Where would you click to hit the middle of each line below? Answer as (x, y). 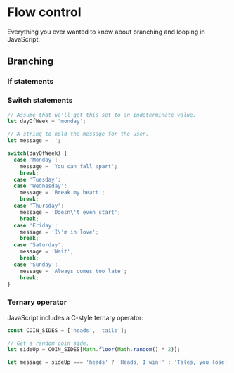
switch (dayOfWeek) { (38, 153)
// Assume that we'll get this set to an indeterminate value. (102, 115)
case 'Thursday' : (39, 206)
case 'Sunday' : (36, 265)
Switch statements (40, 101)
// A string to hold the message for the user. (78, 134)
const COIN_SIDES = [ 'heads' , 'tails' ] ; (67, 330)
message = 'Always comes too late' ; (74, 271)
